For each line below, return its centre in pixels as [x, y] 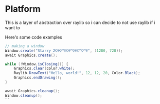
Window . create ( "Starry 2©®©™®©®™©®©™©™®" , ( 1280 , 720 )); [64, 51]
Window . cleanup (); [24, 95]
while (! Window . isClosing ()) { [37, 64]
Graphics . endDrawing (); [38, 78]
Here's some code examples [34, 37]
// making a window [25, 46]
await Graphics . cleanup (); [32, 91]
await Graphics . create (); [31, 55]
